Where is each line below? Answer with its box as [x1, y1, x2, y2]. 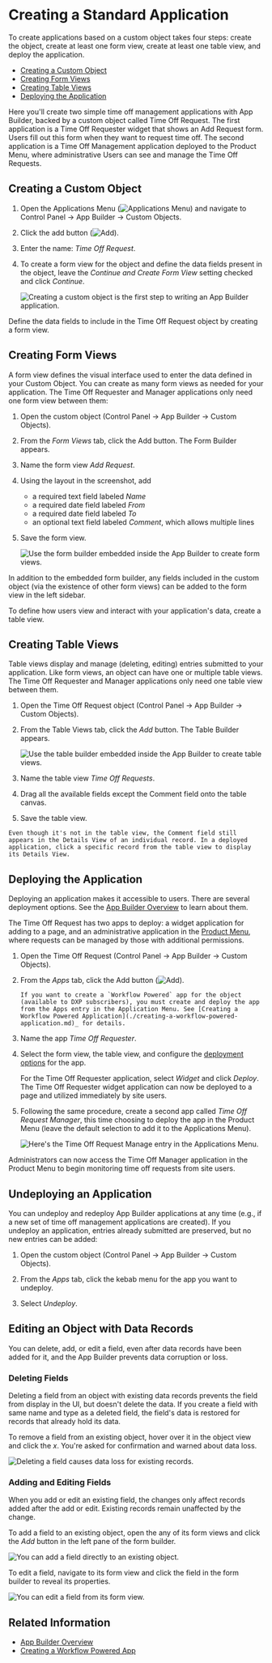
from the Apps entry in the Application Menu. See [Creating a [19, 1006, 239, 1014]
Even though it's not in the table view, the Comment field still [8, 829, 237, 837]
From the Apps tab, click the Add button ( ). [19, 976, 185, 985]
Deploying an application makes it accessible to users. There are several [8, 894, 250, 904]
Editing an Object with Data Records [8, 1322, 194, 1336]
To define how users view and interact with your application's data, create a [8, 606, 261, 615]
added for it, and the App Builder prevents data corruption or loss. [8, 1352, 228, 1362]
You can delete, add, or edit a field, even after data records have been [8, 1343, 242, 1353]
